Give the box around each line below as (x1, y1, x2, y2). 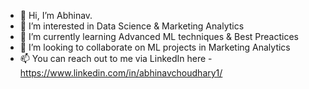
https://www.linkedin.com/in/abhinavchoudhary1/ (19, 67, 223, 79)
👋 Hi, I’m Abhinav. (19, 10, 93, 21)
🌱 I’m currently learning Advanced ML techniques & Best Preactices (19, 31, 299, 42)
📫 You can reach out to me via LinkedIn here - (19, 53, 213, 64)
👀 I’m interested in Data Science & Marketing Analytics (19, 20, 245, 32)
